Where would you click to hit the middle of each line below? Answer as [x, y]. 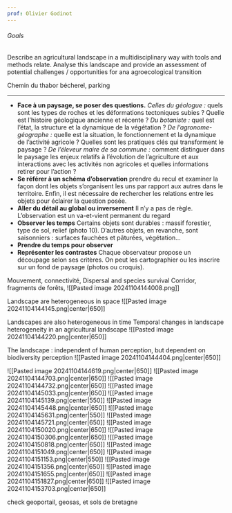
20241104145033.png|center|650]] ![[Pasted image [80, 393]
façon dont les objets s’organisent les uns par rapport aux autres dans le [120, 186]
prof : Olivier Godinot [40, 13]
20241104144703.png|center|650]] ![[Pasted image [80, 378]
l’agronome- [195, 127]
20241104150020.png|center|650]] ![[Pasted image [80, 429]
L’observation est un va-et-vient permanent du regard [94, 215]
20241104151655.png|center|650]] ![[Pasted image [79, 474]
